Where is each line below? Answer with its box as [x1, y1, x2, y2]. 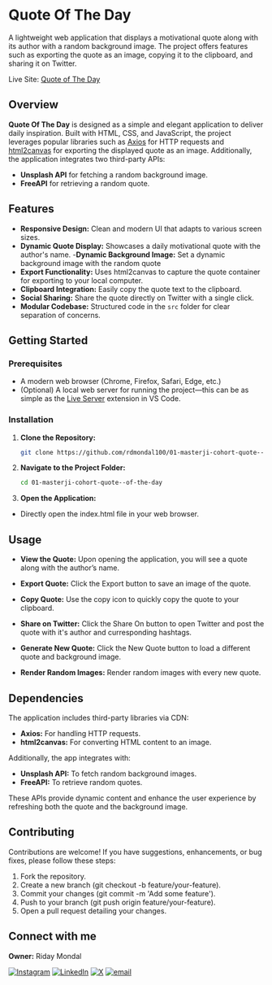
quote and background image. [19, 652, 122, 662]
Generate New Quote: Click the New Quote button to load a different [19, 643, 251, 653]
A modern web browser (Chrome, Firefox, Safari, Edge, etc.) [19, 377, 222, 386]
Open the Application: [19, 494, 97, 503]
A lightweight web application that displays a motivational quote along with [8, 33, 258, 42]
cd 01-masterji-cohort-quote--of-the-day [19, 478, 162, 487]
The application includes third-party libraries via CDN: [8, 713, 189, 722]
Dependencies [8, 691, 84, 705]
